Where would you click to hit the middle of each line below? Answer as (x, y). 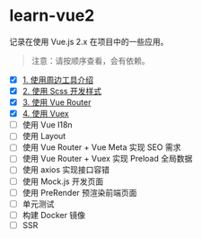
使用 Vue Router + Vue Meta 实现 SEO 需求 (101, 147)
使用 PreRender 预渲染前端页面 (79, 192)
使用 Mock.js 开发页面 (63, 181)
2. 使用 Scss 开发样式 (61, 91)
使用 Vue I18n (48, 125)
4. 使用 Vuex (45, 114)
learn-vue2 (52, 16)
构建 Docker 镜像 (53, 215)
